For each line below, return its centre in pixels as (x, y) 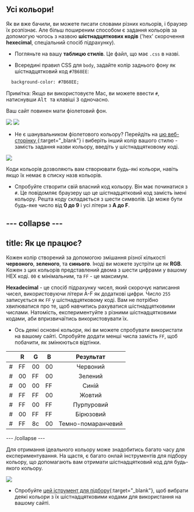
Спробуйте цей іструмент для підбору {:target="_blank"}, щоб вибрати (101, 490)
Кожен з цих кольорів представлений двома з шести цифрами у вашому (97, 270)
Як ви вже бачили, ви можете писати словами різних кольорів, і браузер (97, 23)
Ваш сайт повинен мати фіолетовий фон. (57, 111)
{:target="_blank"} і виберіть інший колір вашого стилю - (107, 140)
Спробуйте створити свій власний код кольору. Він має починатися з (101, 186)
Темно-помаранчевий (91, 424)
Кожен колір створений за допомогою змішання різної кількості (86, 257)
